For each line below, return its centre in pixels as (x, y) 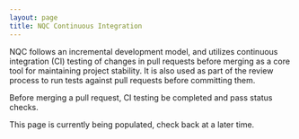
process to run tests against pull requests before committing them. (132, 80)
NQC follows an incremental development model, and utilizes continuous (144, 51)
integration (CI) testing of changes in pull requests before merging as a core (149, 61)
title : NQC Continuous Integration (76, 26)
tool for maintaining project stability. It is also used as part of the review (141, 70)
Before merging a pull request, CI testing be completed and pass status (141, 97)
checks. (24, 107)
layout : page (34, 17)
